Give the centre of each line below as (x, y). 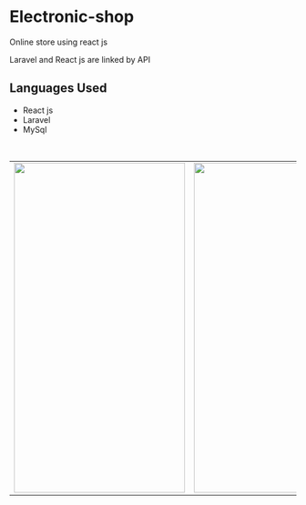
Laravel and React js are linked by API (80, 59)
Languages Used (58, 88)
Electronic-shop (72, 17)
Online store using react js (58, 42)
